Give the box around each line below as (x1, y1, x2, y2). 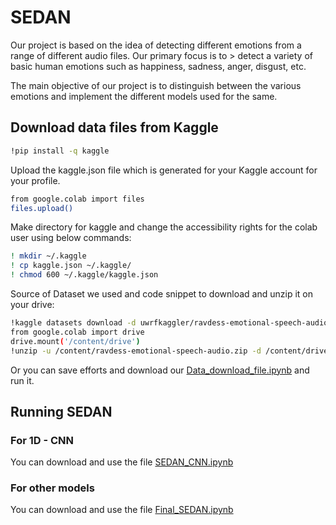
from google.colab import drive (10, 327, 145, 337)
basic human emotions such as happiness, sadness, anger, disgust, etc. (10, 60, 307, 72)
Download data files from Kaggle (10, 119, 219, 136)
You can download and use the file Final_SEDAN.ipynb (10, 504, 234, 516)
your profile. (10, 174, 61, 186)
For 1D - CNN (10, 433, 75, 447)
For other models (10, 481, 95, 495)
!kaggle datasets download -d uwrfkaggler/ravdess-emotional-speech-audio (10, 318, 329, 328)
